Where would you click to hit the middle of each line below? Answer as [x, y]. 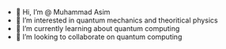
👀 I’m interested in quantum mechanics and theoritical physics [117, 20]
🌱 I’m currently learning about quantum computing [98, 28]
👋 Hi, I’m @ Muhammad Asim [63, 12]
